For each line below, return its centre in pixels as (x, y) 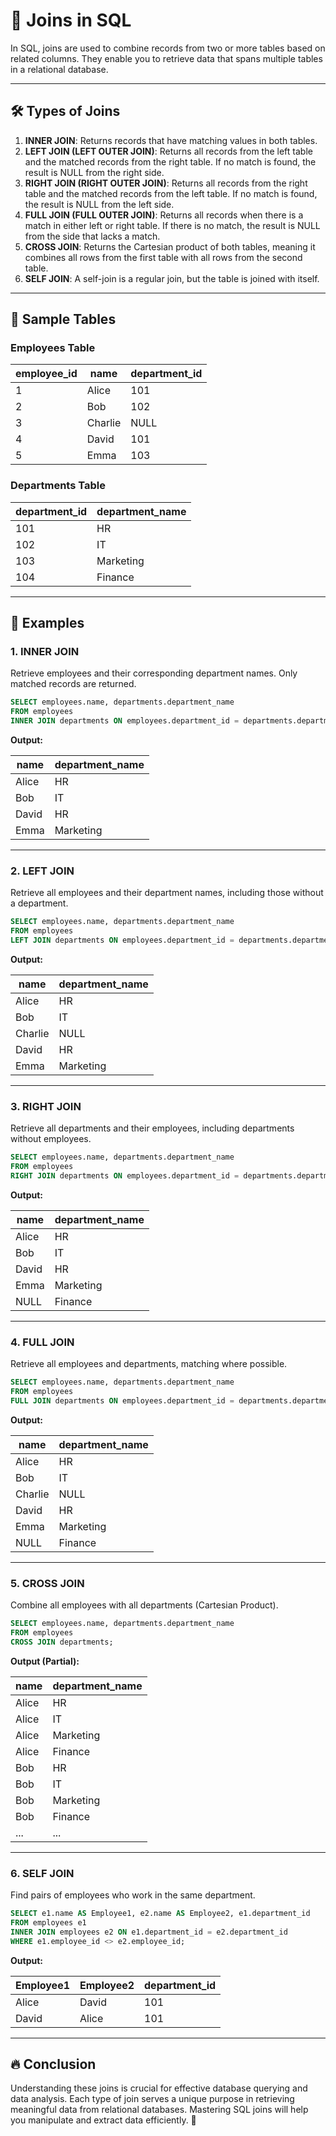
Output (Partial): (45, 1661)
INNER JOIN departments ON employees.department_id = (125, 721)
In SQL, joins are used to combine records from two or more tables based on (168, 48)
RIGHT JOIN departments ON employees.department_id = (125, 1176)
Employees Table (53, 348)
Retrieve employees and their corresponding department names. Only (154, 673)
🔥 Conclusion (53, 2064)
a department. (39, 903)
